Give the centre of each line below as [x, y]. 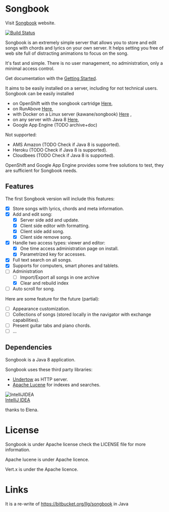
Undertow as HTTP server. [40, 379]
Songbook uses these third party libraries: [49, 369]
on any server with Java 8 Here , [46, 119]
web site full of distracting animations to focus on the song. [67, 53]
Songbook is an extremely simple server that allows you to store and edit [81, 42]
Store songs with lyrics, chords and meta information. [68, 208]
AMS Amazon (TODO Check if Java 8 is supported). [66, 144]
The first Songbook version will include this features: [60, 199]
